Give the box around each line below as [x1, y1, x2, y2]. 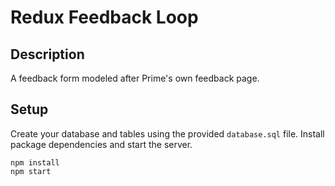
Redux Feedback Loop [10, 6, 199, 29]
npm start [10, 166, 52, 176]
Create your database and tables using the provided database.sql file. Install [10, 127, 325, 140]
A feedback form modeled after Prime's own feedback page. [10, 72, 260, 84]
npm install [10, 157, 60, 168]
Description [10, 46, 85, 63]
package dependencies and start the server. [10, 138, 193, 150]
